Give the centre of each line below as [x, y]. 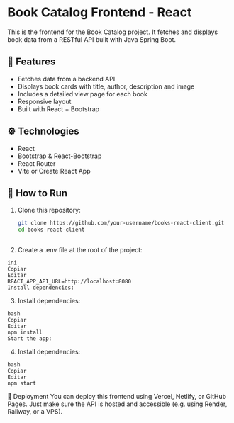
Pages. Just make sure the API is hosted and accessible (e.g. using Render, [117, 404]
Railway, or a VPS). [35, 411]
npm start [22, 383]
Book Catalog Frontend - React [100, 12]
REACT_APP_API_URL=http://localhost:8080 [69, 281]
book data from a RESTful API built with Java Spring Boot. [91, 39]
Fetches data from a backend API [66, 79]
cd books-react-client [51, 230]
